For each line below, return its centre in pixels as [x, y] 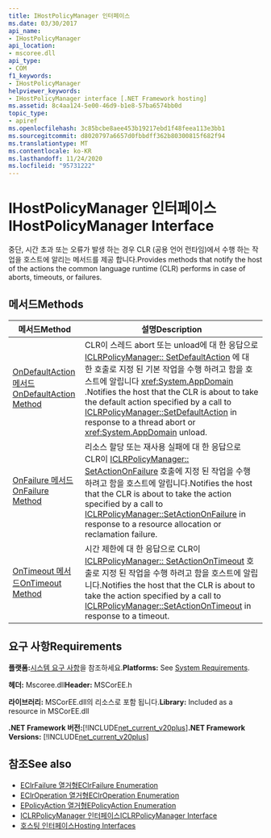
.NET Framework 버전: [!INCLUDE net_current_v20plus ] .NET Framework [127, 727]
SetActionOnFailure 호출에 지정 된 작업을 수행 [168, 471]
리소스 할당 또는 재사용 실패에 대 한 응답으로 [163, 446]
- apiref [23, 121]
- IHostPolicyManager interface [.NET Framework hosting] [108, 98]
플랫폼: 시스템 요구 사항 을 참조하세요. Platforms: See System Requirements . [129, 668]
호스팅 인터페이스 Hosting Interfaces [78, 825]
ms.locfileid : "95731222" [52, 166]
